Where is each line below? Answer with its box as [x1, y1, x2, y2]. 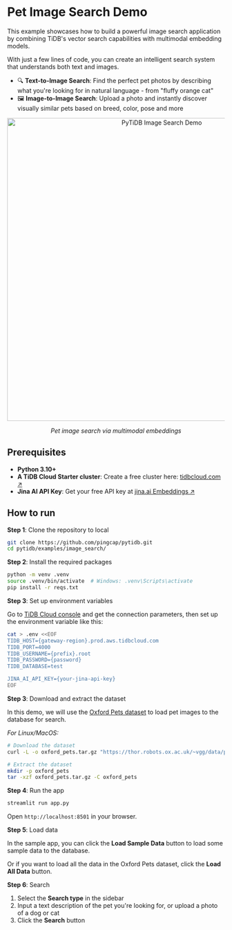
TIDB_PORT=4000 [7, 643, 51, 651]
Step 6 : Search [7, 881, 50, 889]
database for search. [7, 715, 67, 724]
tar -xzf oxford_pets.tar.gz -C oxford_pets [7, 773, 137, 781]
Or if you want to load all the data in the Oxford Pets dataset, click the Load [7, 860, 221, 868]
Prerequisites [7, 447, 66, 458]
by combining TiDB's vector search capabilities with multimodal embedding [7, 34, 222, 42]
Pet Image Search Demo [7, 4, 148, 20]
